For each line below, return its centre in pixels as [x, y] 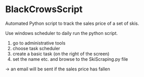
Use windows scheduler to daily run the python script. [61, 33]
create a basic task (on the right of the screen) [61, 54]
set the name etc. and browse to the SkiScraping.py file [70, 59]
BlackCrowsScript [44, 9]
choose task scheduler [36, 48]
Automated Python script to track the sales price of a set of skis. [72, 23]
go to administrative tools [39, 43]
